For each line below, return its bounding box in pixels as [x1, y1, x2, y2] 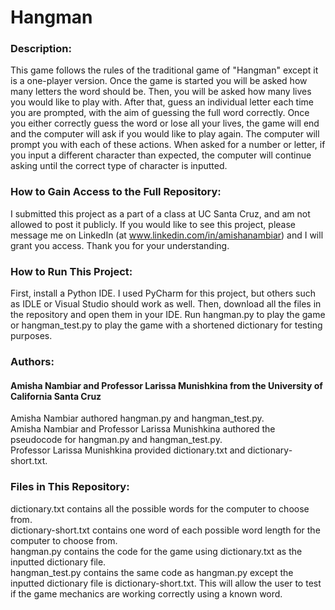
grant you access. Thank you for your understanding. [10, 239, 230, 251]
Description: [10, 42, 72, 56]
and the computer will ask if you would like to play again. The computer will [10, 128, 320, 140]
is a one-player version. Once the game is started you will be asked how [10, 75, 308, 87]
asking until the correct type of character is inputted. [10, 160, 228, 172]
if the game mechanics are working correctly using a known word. [10, 587, 283, 600]
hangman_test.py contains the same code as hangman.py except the [10, 566, 294, 578]
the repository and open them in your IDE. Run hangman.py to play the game [10, 309, 326, 321]
